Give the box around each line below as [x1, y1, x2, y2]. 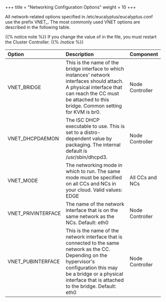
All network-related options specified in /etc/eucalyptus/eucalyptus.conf [5, 14, 153, 19]
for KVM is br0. [66, 109, 101, 115]
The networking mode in [66, 162, 123, 169]
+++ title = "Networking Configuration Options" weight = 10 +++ [5, 4, 136, 10]
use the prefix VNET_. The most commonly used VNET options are [5, 19, 140, 25]
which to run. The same [66, 168, 121, 174]
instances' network [66, 72, 110, 78]
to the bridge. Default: [66, 283, 117, 290]
